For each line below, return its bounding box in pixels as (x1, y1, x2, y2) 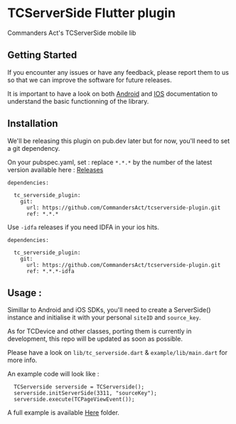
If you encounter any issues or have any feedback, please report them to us (7, 68, 230, 76)
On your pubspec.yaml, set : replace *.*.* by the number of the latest (7, 158, 213, 166)
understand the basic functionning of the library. (7, 97, 149, 105)
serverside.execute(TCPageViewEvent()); (14, 396, 135, 403)
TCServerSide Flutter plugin (7, 5, 176, 21)
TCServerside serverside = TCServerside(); (14, 383, 144, 391)
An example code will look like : (7, 370, 100, 378)
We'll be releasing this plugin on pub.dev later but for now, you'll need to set (7, 137, 230, 145)
